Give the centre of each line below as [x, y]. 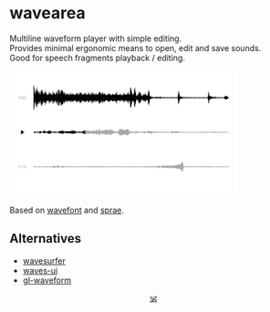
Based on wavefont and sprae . [67, 210]
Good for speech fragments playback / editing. [97, 57]
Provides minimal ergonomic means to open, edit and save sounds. [135, 47]
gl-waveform [47, 280]
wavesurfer [44, 260]
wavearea [47, 13]
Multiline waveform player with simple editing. [96, 38]
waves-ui [40, 270]
